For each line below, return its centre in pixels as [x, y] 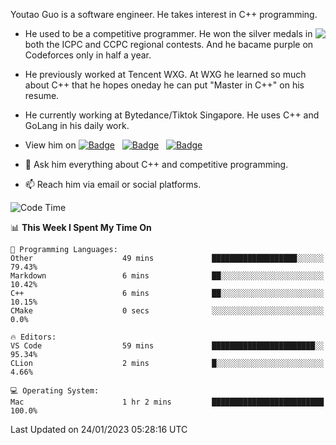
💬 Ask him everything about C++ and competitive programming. [156, 164]
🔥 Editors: [33, 337]
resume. [42, 95]
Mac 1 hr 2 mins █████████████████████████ [167, 402]
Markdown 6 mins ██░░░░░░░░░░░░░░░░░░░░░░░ [167, 276]
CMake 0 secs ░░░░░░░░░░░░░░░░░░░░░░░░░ [167, 311]
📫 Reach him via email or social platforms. [113, 184]
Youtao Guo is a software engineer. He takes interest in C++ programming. [164, 14]
